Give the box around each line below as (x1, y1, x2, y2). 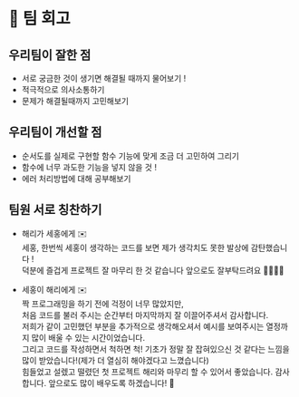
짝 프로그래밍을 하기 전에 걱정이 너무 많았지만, (21, 298, 185, 309)
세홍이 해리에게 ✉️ (21, 284, 88, 295)
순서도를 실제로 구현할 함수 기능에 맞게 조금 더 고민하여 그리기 (21, 150, 239, 161)
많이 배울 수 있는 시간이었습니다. (31, 332, 146, 343)
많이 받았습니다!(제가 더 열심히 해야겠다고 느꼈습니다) (21, 354, 209, 365)
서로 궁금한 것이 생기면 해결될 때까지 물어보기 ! (21, 73, 187, 83)
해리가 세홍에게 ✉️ (21, 228, 88, 238)
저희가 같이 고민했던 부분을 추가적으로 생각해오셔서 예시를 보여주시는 (21, 321, 265, 332)
